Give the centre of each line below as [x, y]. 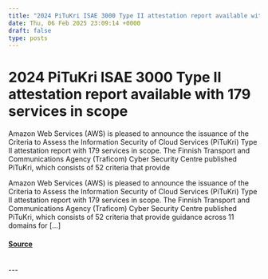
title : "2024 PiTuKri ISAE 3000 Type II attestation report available [128, 16]
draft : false [30, 30]
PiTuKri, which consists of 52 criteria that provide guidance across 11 [121, 217]
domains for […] [35, 225]
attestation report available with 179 [130, 95]
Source [21, 244]
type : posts [28, 38]
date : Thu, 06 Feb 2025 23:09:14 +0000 [75, 23]
